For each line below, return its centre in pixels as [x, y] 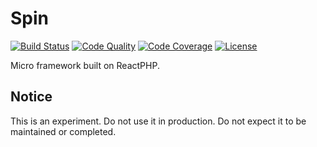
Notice [31, 97]
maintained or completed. [63, 131]
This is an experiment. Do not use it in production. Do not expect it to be [158, 121]
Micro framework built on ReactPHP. [85, 65]
